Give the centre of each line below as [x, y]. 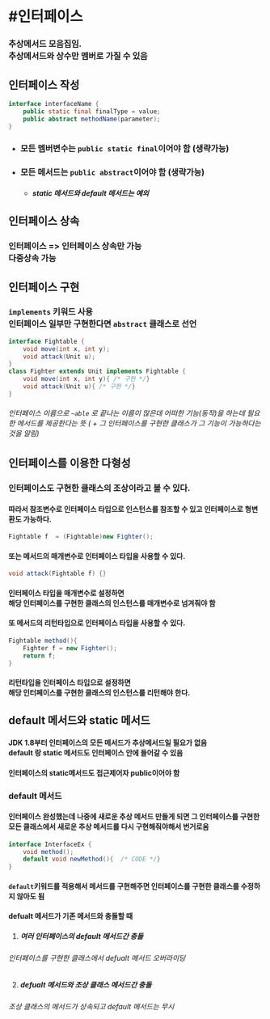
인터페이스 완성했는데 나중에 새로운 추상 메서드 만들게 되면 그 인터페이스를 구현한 [134, 817]
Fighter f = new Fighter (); [70, 648]
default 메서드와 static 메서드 [80, 721]
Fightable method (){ [43, 641]
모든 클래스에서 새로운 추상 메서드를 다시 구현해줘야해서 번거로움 [109, 827]
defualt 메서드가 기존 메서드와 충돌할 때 [71, 916]
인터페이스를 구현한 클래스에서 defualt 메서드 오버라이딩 [97, 958]
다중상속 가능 [32, 258]
